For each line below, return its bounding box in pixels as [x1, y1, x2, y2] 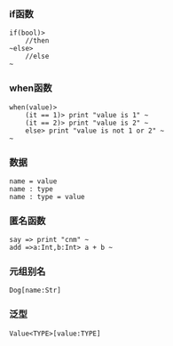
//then [25, 36, 50, 45]
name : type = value [9, 192, 86, 201]
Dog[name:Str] [9, 286, 62, 295]
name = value [9, 176, 58, 186]
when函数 [9, 82, 52, 94]
